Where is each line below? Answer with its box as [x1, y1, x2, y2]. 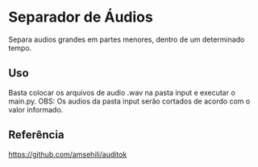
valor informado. [8, 104, 64, 114]
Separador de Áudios [8, 8, 153, 26]
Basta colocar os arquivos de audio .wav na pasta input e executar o [8, 88, 235, 97]
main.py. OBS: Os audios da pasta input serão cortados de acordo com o [8, 96, 251, 106]
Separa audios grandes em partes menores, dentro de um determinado [8, 35, 245, 44]
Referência [8, 128, 64, 142]
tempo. [8, 43, 32, 52]
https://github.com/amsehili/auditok [8, 149, 127, 159]
